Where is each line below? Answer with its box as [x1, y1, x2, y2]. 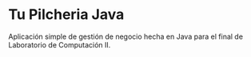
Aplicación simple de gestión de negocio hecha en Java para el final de [8, 32, 244, 41]
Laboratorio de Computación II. [8, 40, 111, 49]
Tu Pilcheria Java [8, 6, 125, 24]
